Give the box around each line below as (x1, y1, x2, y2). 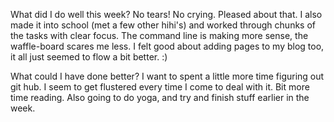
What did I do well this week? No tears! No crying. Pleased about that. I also (10, 9, 323, 20)
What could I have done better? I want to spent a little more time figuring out (10, 70, 325, 82)
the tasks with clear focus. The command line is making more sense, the (10, 30, 309, 41)
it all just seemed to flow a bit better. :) (10, 51, 168, 63)
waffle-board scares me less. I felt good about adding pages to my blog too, (10, 40, 325, 52)
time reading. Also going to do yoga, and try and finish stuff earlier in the (10, 92, 310, 103)
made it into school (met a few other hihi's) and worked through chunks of (10, 19, 316, 31)
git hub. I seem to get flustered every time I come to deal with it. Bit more (10, 81, 310, 93)
